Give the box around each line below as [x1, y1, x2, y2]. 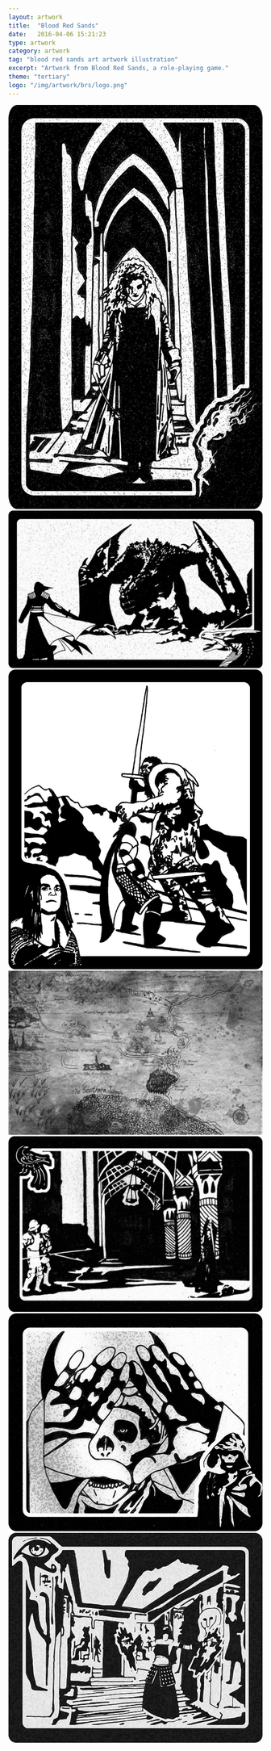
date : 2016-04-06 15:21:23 [8, 30, 106, 38]
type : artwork [8, 39, 56, 47]
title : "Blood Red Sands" [8, 21, 99, 30]
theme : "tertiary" [8, 73, 70, 81]
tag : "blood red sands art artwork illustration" [8, 56, 179, 64]
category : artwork [8, 47, 70, 56]
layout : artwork [8, 13, 63, 21]
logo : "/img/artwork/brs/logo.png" [8, 81, 128, 89]
